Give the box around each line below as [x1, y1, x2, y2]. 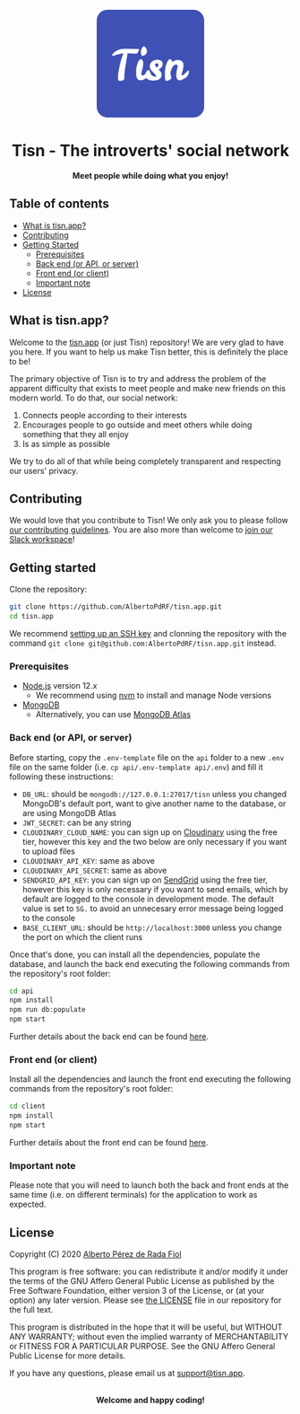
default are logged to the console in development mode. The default [21, 893, 275, 904]
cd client [9, 1102, 47, 1111]
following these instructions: [9, 771, 114, 782]
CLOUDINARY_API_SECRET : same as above [21, 865, 167, 875]
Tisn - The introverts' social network [12, 141, 289, 161]
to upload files [21, 846, 76, 856]
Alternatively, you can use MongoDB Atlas [35, 709, 191, 720]
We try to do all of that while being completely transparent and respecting [9, 455, 281, 466]
